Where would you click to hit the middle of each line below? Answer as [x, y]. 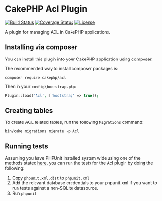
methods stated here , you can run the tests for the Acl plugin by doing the [79, 163]
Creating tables [29, 111]
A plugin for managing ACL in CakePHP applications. [58, 32]
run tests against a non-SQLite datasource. [55, 188]
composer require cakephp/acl [36, 77]
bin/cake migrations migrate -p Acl [42, 131]
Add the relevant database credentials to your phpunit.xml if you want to [84, 183]
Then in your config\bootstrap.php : [41, 86]
